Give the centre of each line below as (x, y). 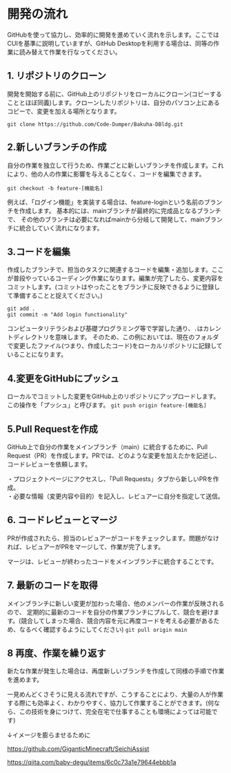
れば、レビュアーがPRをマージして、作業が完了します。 (86, 547)
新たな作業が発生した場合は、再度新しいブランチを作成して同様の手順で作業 (116, 671)
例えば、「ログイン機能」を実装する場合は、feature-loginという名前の (106, 202)
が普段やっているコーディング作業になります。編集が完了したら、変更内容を (115, 278)
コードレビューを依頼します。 (49, 464)
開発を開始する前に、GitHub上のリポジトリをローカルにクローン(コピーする (114, 93)
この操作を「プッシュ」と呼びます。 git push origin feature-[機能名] (107, 405)
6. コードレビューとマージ (62, 520)
